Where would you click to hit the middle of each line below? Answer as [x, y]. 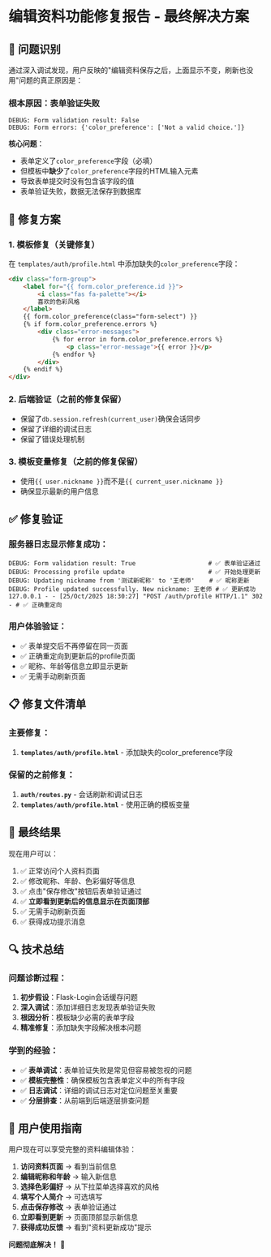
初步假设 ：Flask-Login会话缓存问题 [79, 997]
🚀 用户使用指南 [45, 1128]
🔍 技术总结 [37, 949]
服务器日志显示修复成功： [58, 544]
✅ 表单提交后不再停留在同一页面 [74, 646]
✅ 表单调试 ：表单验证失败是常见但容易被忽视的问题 [106, 1070]
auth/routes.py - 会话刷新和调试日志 [82, 794]
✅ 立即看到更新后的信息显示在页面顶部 [85, 901]
